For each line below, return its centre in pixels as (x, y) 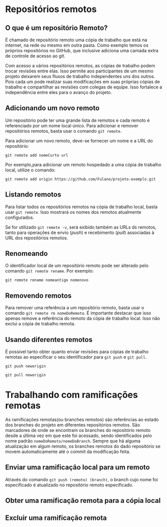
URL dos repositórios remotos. (37, 238)
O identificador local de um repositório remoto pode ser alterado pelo (77, 266)
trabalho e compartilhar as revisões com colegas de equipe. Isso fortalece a (84, 87)
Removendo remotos (38, 295)
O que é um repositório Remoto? (56, 28)
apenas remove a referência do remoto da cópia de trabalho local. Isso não (83, 318)
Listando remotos (33, 195)
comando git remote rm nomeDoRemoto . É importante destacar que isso (78, 313)
